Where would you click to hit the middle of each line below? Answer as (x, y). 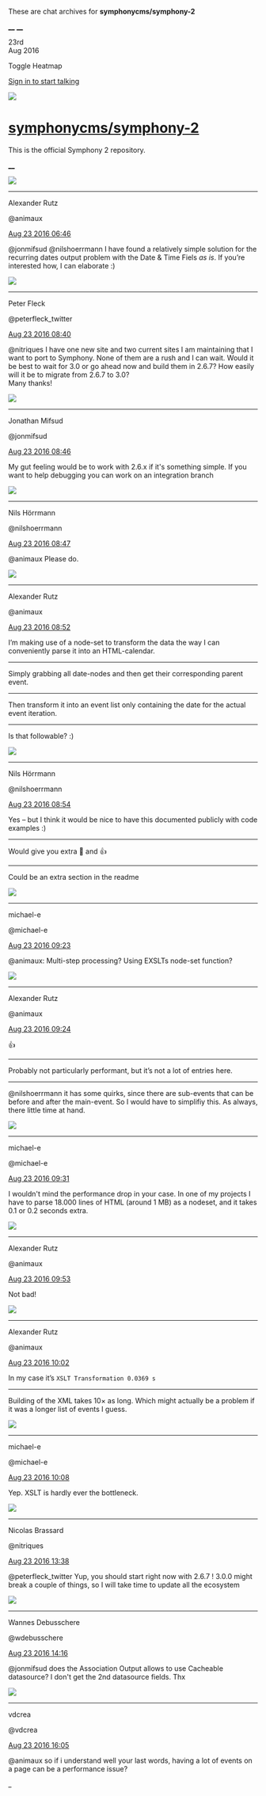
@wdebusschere (36, 1638)
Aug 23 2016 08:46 (40, 451)
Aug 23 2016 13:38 (39, 1561)
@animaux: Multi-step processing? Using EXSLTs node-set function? (120, 961)
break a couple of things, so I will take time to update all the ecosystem (124, 1585)
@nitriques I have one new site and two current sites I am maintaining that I (131, 349)
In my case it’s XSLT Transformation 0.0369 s (82, 1378)
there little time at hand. (47, 1110)
